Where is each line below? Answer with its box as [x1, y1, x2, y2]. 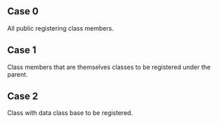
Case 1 [7, 45, 37, 56]
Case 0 [7, 6, 39, 17]
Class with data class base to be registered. [7, 109, 133, 117]
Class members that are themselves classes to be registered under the [7, 63, 211, 71]
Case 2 [7, 91, 38, 102]
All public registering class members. [7, 24, 114, 32]
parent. [7, 70, 28, 79]
